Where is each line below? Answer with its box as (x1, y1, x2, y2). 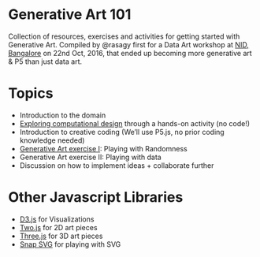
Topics (8, 84, 54, 102)
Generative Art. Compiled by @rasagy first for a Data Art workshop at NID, (8, 39, 250, 49)
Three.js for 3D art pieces (19, 231, 103, 240)
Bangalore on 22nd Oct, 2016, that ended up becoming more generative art (8, 48, 252, 58)
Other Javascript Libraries (8, 188, 184, 207)
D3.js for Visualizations (19, 214, 95, 224)
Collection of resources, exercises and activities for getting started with (8, 32, 240, 41)
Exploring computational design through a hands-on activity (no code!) (19, 118, 251, 128)
